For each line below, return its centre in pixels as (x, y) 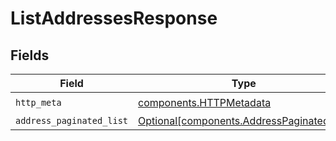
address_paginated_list (72, 120)
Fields (30, 55)
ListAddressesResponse (114, 18)
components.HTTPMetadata (205, 102)
